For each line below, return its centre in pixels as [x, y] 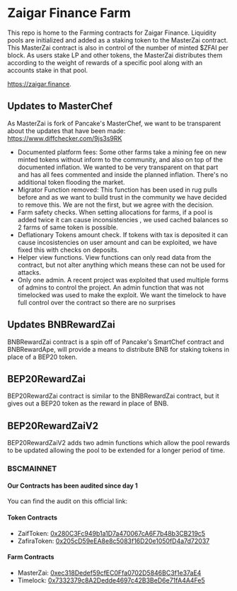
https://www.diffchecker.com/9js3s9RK [65, 138]
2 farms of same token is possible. [68, 227]
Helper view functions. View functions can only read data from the [114, 257]
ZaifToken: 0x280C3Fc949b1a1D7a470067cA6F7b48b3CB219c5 [111, 533]
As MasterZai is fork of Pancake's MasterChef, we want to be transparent [114, 123]
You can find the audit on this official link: [68, 501]
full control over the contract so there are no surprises [96, 302]
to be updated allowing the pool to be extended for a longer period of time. [116, 450]
